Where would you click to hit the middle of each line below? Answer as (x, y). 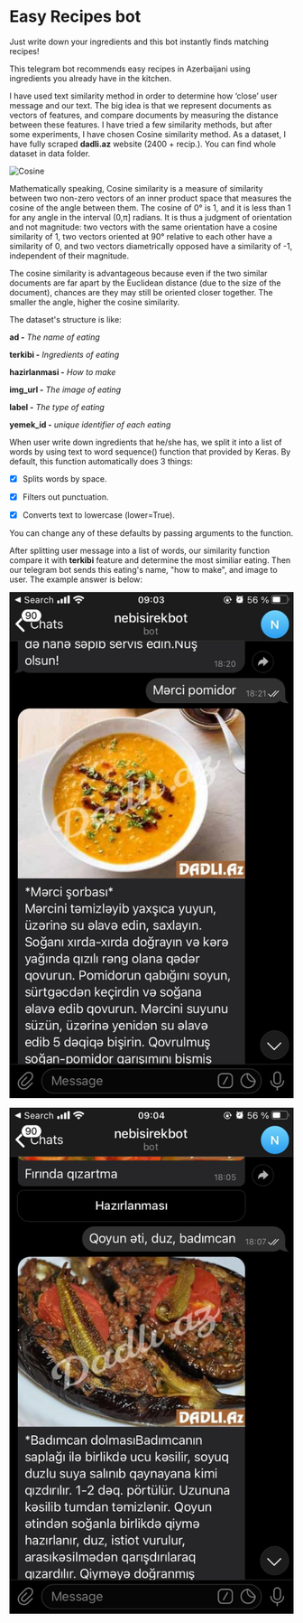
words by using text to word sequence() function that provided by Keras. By (150, 451)
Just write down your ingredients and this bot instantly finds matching (139, 42)
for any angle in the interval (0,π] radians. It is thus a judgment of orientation (151, 217)
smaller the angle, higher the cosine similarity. (95, 302)
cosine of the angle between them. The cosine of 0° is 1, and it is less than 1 (150, 207)
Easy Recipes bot (75, 17)
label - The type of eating (57, 407)
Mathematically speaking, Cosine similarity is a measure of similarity (136, 188)
